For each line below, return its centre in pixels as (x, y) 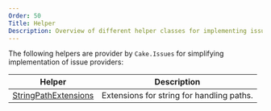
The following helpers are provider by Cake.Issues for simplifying (116, 54)
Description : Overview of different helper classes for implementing (128, 31)
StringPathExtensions (53, 96)
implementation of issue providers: (66, 62)
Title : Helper (32, 23)
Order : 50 (25, 16)
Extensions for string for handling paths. (178, 96)
